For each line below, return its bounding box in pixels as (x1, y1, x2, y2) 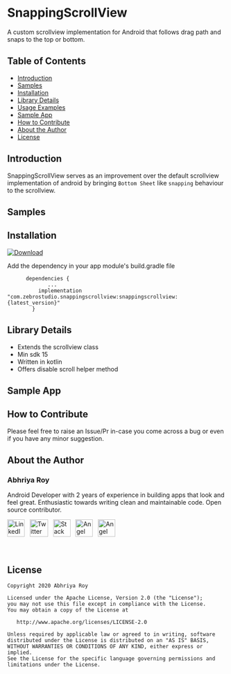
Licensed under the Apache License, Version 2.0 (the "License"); (7, 595, 203, 602)
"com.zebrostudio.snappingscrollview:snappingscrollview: (7, 293, 178, 300)
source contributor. (7, 505, 62, 514)
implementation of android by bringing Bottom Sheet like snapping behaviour (7, 178, 224, 187)
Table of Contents (7, 56, 87, 67)
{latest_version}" (7, 299, 60, 306)
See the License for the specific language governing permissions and (7, 655, 216, 662)
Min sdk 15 (17, 350, 49, 358)
